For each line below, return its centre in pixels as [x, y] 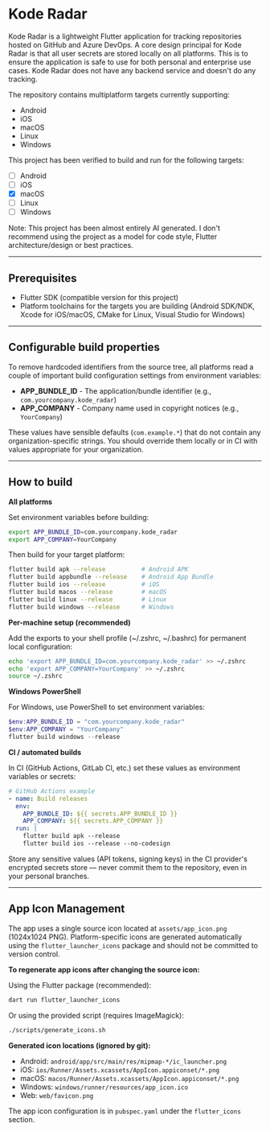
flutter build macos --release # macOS [88, 592]
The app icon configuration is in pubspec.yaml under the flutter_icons [125, 1111]
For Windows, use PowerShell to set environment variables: [106, 707]
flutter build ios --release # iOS [84, 584]
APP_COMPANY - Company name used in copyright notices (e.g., [129, 408]
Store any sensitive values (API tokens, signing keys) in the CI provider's [128, 859]
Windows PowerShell [45, 691]
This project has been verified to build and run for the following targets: [127, 160]
